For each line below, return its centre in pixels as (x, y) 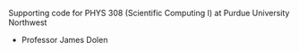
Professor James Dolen (64, 40)
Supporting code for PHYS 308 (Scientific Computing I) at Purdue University (149, 13)
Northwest (28, 22)
